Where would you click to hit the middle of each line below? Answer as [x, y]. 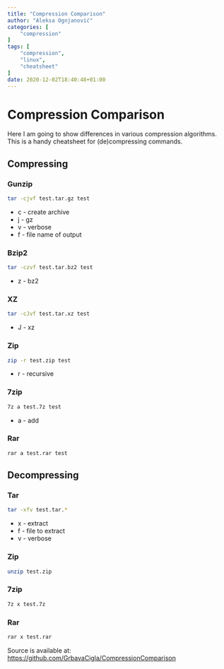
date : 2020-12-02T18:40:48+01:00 [57, 79]
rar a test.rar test [38, 453]
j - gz [25, 219]
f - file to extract [41, 531]
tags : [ [19, 47]
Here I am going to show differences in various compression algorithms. [112, 134]
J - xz [26, 327]
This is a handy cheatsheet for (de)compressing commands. [95, 141]
